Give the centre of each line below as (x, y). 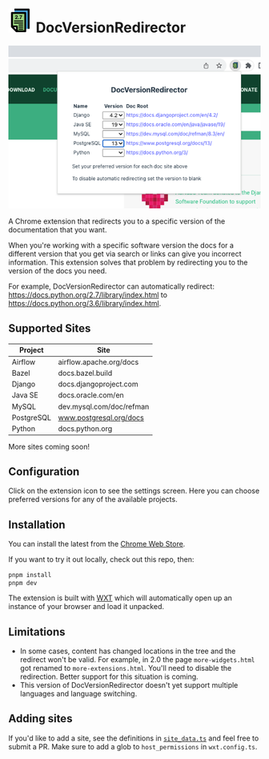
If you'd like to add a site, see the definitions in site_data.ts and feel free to (134, 738)
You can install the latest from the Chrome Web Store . (97, 544)
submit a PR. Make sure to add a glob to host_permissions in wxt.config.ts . (133, 746)
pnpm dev (23, 583)
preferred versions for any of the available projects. (93, 499)
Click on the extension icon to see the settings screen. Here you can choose (134, 491)
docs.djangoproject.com (98, 384)
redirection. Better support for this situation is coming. (109, 676)
